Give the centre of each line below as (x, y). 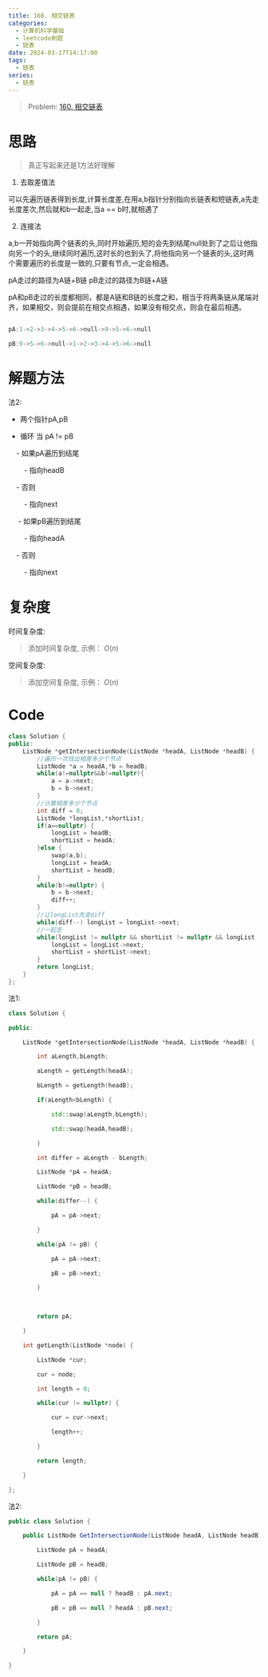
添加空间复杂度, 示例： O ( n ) (73, 682)
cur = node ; (57, 1374)
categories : (28, 23)
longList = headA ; (81, 863)
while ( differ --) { (67, 1201)
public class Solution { (49, 1521)
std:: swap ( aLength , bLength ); (99, 1114)
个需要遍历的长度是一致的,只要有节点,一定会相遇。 (91, 263)
